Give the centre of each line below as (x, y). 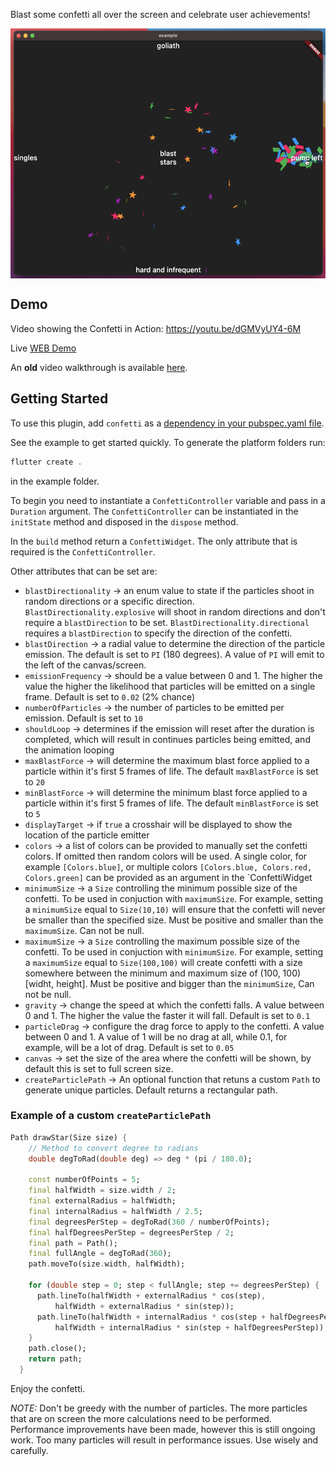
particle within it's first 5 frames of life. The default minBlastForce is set (171, 803)
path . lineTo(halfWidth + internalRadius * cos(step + (151, 1317)
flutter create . (46, 462)
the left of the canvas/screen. (85, 665)
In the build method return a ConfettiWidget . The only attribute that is (154, 541)
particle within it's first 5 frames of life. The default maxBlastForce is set (171, 771)
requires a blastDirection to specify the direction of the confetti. (158, 633)
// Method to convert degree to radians (113, 1148)
